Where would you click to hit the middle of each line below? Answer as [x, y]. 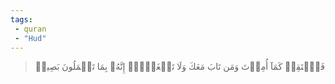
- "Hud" [30, 38]
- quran [30, 29]
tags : [21, 19]
